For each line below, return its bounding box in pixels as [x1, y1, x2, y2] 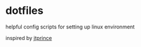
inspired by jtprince [5, 34, 52, 41]
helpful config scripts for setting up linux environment [5, 23, 135, 30]
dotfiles [5, 4, 44, 17]
